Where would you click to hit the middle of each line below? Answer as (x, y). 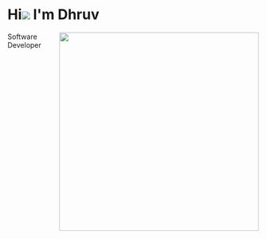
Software (22, 37)
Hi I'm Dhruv (53, 15)
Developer (24, 44)
